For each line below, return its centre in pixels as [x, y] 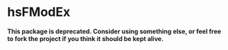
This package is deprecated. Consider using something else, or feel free [114, 31]
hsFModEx [39, 12]
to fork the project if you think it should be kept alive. [86, 38]
